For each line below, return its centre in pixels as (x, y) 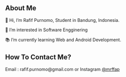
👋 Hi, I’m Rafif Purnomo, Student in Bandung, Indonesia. (62, 20)
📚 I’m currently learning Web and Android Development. (63, 40)
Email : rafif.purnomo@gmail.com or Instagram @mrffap (63, 69)
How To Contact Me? (38, 57)
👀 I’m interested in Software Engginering (47, 30)
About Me (21, 8)
